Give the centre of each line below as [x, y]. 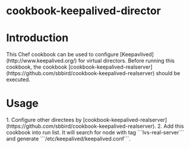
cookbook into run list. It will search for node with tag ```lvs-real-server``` [95, 133]
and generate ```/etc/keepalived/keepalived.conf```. [69, 139]
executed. [18, 80]
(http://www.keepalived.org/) [42, 61]
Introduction [37, 38]
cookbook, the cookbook [37, 67]
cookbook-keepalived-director [84, 11]
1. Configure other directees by [44, 120]
